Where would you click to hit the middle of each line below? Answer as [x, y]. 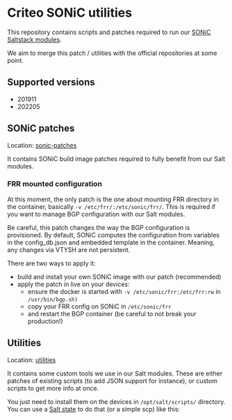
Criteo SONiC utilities [70, 13]
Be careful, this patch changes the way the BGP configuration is [99, 227]
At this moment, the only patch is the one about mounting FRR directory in [113, 199]
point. [16, 60]
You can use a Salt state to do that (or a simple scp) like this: [94, 409]
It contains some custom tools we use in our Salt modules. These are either [115, 373]
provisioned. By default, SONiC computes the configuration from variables [114, 235]
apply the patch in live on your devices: [73, 284]
